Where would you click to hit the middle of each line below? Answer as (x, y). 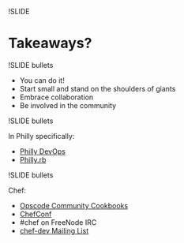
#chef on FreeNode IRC (58, 222)
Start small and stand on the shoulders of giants (98, 88)
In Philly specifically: (41, 136)
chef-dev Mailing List (54, 230)
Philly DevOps (42, 151)
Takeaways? (50, 43)
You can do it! (42, 80)
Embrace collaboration (56, 97)
